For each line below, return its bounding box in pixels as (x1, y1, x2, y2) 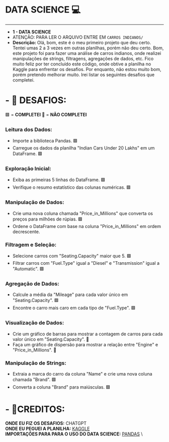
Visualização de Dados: (5, 319, 64, 326)
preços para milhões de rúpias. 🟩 (12, 216, 83, 222)
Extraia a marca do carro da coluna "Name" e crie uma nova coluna (12, 371, 152, 377)
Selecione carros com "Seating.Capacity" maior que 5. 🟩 (12, 253, 132, 259)
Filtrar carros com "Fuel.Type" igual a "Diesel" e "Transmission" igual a (12, 260, 160, 266)
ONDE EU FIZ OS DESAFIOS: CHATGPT (5, 420, 87, 426)
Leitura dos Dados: (5, 126, 53, 133)
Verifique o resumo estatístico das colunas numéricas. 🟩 (12, 184, 131, 190)
